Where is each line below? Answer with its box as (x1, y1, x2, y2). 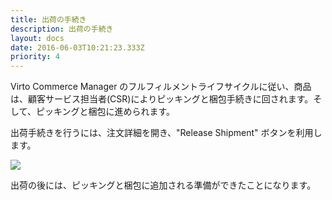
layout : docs (10, 33, 65, 43)
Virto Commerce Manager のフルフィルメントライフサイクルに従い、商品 (10, 81, 312, 93)
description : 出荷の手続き (10, 24, 114, 34)
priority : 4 (10, 52, 60, 62)
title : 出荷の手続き (10, 14, 87, 25)
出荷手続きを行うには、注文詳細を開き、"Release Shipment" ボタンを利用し (10, 127, 323, 139)
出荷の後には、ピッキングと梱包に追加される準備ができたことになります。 (10, 179, 317, 191)
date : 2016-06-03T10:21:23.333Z (10, 42, 145, 53)
